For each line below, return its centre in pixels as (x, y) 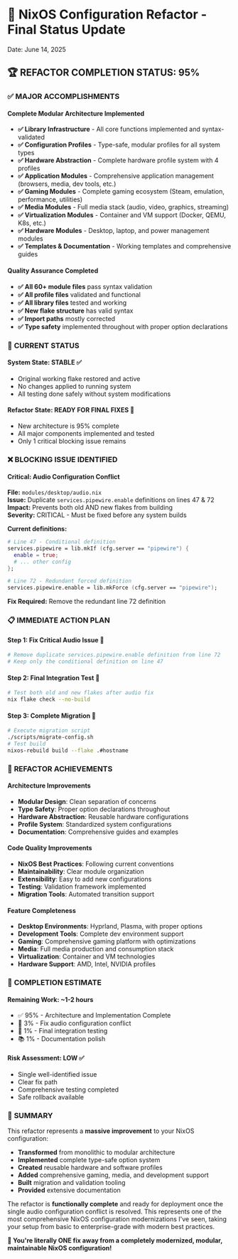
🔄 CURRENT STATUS (43, 345)
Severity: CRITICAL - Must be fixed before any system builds (97, 515)
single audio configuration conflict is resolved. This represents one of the (114, 1211)
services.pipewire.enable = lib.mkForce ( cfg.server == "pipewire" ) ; (113, 588)
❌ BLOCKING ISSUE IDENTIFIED (63, 459)
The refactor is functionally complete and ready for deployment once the (115, 1203)
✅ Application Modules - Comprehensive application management (116, 176)
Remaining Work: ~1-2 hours (50, 999)
